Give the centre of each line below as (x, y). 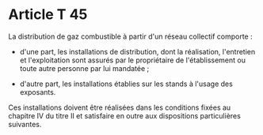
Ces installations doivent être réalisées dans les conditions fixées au (120, 107)
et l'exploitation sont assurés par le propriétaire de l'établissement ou (132, 60)
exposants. (38, 92)
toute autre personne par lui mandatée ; (84, 68)
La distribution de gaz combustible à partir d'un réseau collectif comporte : (130, 36)
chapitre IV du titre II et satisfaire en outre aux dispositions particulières (125, 115)
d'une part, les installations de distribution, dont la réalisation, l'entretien (137, 51)
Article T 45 (48, 15)
